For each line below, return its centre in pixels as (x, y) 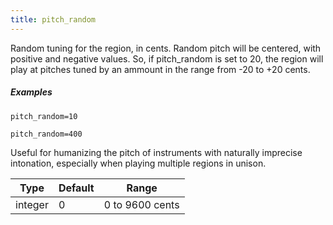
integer (32, 204)
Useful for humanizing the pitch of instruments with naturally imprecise (156, 152)
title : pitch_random (53, 19)
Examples (31, 92)
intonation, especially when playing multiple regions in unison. (138, 163)
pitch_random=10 (44, 116)
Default (76, 188)
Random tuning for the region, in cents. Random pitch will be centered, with (166, 48)
